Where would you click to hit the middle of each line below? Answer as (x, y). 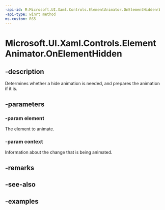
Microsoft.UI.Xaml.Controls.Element (81, 43)
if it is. (11, 89)
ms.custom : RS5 (21, 19)
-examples (22, 201)
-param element (25, 118)
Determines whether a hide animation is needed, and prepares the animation (82, 84)
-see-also (20, 185)
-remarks (20, 168)
